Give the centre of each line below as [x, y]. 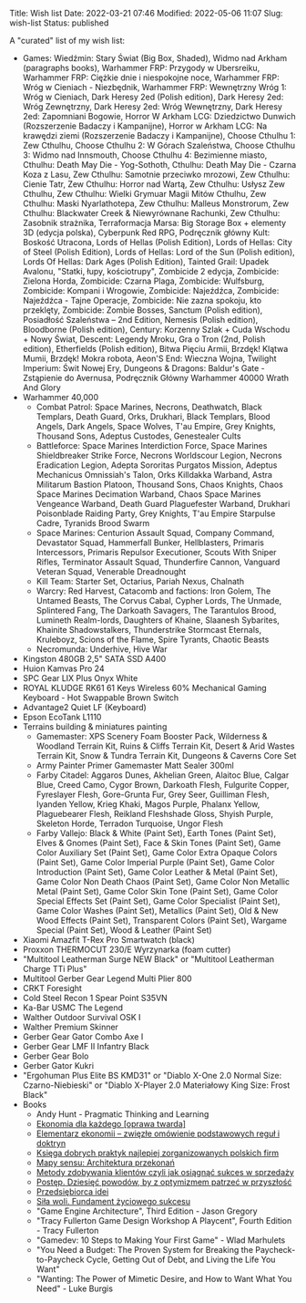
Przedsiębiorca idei [72, 1192]
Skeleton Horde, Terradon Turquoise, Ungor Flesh [129, 823]
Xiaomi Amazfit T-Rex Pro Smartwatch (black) [109, 940]
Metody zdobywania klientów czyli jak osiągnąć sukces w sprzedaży [165, 1172]
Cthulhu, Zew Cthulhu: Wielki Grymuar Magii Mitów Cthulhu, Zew [144, 194]
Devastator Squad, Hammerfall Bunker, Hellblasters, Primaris [150, 543]
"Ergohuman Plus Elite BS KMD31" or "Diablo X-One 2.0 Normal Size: [152, 1075]
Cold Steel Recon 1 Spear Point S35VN [95, 998]
